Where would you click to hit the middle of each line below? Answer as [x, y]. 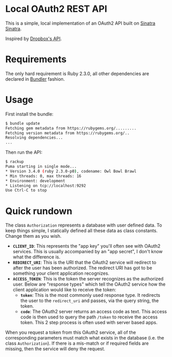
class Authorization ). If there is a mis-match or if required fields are [77, 343]
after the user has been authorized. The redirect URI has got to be [82, 268]
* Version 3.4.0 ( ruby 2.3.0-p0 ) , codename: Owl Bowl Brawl [71, 171]
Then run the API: [24, 153]
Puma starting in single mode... [41, 167]
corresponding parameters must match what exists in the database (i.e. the [85, 338]
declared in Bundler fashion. [35, 79]
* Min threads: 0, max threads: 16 [43, 176]
